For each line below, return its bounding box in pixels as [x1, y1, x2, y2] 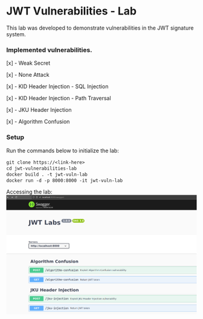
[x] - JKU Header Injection [6, 106, 72, 114]
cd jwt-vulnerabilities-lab [6, 165, 77, 172]
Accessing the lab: [6, 188, 53, 195]
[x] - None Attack [6, 71, 50, 79]
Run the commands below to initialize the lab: [6, 147, 119, 154]
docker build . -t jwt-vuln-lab [6, 171, 88, 178]
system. [6, 30, 26, 37]
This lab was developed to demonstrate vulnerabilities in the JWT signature [6, 24, 194, 31]
